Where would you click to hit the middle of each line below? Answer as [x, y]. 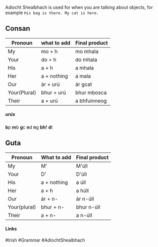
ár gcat [84, 84]
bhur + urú [54, 92]
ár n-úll [85, 198]
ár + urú [50, 84]
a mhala [85, 68]
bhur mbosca [91, 92]
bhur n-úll [88, 207]
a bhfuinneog [91, 101]
